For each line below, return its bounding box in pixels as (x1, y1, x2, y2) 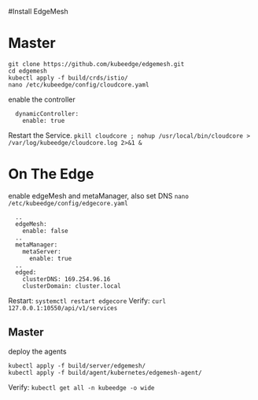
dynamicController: (15, 109, 79, 117)
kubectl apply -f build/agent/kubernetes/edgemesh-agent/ (8, 369, 202, 376)
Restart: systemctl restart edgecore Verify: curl (8, 295, 167, 306)
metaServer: (22, 247, 61, 255)
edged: (15, 268, 37, 276)
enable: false (22, 227, 68, 235)
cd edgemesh (8, 67, 47, 75)
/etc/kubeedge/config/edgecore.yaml (8, 199, 128, 207)
